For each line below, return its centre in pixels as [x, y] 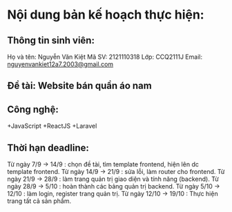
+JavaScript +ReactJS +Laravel [52, 126]
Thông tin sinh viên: [51, 40]
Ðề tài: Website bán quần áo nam [79, 86]
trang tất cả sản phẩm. [39, 201]
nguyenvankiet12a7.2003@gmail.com [60, 64]
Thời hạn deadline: [48, 147]
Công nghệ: [33, 109]
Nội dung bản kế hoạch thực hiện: [106, 15]
